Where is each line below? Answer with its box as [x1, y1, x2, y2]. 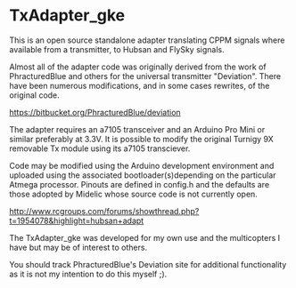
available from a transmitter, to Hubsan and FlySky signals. [9, 44, 225, 54]
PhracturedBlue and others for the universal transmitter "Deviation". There [9, 70, 282, 81]
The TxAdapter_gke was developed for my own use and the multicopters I [9, 232, 281, 243]
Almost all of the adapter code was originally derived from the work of [9, 61, 267, 72]
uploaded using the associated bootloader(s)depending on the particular [9, 170, 276, 180]
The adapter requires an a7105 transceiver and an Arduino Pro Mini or [9, 124, 266, 134]
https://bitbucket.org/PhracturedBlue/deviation [9, 107, 181, 117]
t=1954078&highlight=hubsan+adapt [9, 215, 144, 226]
